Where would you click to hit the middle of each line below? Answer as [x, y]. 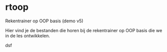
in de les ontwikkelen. [28, 36]
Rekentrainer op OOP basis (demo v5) [44, 21]
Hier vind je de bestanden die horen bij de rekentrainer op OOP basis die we [84, 30]
